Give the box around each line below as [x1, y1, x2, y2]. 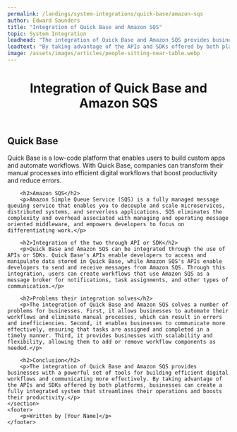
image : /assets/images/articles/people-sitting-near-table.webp [7, 50, 200, 57]
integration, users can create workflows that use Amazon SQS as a [7, 270, 210, 278]
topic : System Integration [7, 30, 87, 37]
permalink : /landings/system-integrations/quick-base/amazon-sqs [7, 10, 203, 18]
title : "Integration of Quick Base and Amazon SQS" [7, 23, 162, 30]
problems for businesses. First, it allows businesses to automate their [7, 308, 229, 315]
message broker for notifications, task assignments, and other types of [7, 276, 229, 284]
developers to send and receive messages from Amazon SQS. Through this [7, 264, 226, 272]
